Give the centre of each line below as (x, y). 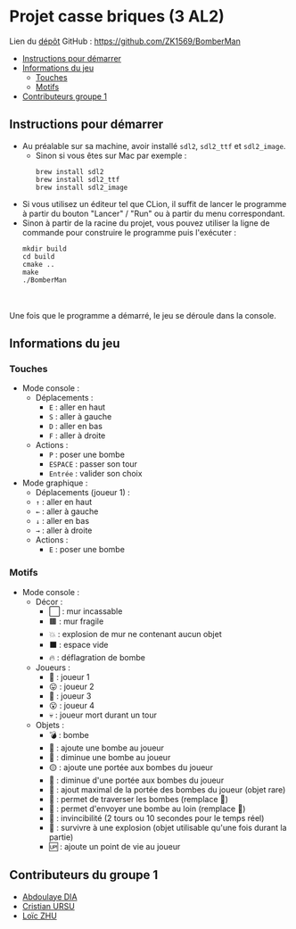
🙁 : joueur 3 (70, 696)
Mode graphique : (55, 483)
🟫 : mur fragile (76, 621)
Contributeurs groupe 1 (65, 96)
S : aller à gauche (80, 417)
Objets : (50, 725)
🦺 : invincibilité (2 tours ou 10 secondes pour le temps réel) (156, 817)
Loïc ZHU (40, 916)
